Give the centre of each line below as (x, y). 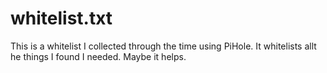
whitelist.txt (61, 18)
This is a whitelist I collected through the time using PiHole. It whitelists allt (163, 46)
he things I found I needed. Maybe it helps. (98, 56)
